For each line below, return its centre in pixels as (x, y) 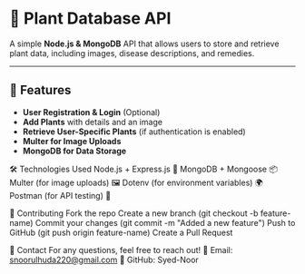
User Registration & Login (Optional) (91, 112)
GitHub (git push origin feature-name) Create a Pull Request (121, 232)
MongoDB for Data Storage (74, 151)
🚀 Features (40, 90)
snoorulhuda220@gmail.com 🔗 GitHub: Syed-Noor (104, 259)
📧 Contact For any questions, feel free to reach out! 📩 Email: (121, 250)
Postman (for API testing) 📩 (60, 195)
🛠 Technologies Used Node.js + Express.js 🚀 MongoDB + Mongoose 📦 (144, 169)
